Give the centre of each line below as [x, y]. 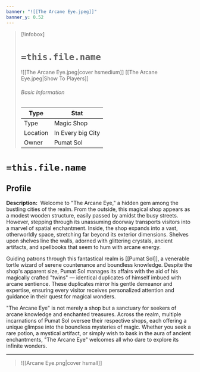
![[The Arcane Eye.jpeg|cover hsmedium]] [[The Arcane [89, 72]
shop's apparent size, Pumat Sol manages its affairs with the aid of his [92, 271]
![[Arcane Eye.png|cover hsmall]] [61, 362]
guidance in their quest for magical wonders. [61, 296]
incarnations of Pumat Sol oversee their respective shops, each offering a [96, 320]
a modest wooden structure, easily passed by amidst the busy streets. [92, 215]
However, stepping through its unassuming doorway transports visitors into [98, 222]
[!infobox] [33, 34]
